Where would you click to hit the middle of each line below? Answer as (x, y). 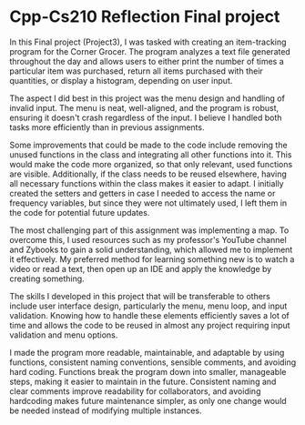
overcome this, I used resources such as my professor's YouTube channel (148, 239)
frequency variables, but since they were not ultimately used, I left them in (148, 203)
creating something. (47, 278)
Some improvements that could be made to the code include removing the (149, 145)
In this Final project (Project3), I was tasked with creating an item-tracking (148, 42)
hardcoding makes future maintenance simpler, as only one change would (148, 400)
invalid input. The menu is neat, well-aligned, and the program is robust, (144, 107)
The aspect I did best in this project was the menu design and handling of (147, 98)
